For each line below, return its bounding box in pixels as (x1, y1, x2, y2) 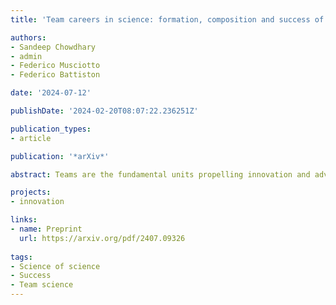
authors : (10, 32, 47, 43)
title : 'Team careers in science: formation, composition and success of (10, 14, 325, 25)
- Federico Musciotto (10, 61, 101, 71)
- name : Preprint (10, 224, 83, 234)
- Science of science (10, 261, 101, 271)
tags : (10, 252, 33, 262)
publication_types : (10, 124, 92, 134)
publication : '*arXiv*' (10, 151, 110, 161)
